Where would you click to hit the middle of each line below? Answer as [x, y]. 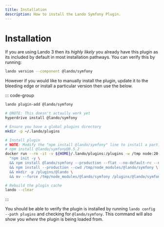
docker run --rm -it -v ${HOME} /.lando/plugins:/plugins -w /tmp [73, 154]
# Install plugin [23, 140]
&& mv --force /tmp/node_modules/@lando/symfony [60, 177]
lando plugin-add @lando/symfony [39, 104]
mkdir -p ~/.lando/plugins [32, 131]
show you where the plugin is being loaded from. [54, 219]
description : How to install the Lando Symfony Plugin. [63, 14]
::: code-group [20, 96]
